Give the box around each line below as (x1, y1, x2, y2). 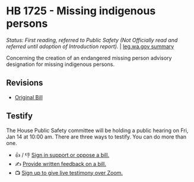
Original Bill (14, 93, 43, 101)
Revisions (6, 78, 43, 88)
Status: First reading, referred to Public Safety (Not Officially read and (6, 36, 178, 43)
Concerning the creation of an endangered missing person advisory (6, 54, 172, 61)
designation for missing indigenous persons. (6, 61, 115, 68)
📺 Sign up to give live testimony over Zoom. (14, 169, 123, 176)
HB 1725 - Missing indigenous (6, 4, 156, 18)
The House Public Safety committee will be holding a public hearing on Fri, (6, 127, 189, 134)
